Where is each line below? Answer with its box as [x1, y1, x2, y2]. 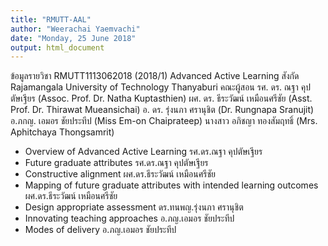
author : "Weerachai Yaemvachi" [10, 24, 141, 34]
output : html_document [10, 42, 105, 53]
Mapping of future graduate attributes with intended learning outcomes [24, 179, 319, 191]
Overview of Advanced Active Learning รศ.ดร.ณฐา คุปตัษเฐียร [24, 146, 263, 158]
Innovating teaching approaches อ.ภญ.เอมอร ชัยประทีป [24, 212, 235, 225]
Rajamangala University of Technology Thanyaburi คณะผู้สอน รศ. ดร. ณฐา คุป [10, 81, 311, 93]
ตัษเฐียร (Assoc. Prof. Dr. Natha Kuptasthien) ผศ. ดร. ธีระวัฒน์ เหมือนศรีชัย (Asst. [10, 92, 313, 105]
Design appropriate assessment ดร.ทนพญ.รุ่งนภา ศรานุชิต [24, 201, 244, 213]
